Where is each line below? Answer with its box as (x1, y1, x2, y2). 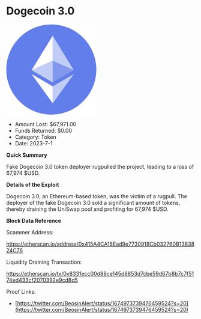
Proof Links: (6, 288, 36, 295)
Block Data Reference (6, 217, 62, 224)
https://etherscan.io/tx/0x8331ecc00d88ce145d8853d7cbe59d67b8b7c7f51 (6, 270, 194, 277)
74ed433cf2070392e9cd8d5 (6, 276, 78, 284)
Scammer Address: (6, 228, 54, 235)
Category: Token (14, 133, 56, 141)
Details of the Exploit (6, 181, 59, 188)
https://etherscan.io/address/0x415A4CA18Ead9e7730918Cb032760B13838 (6, 240, 195, 248)
